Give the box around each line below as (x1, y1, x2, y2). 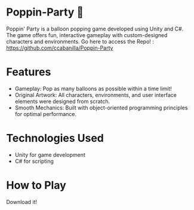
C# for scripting (14, 157, 54, 165)
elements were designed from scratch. (14, 98, 110, 105)
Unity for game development (14, 151, 85, 158)
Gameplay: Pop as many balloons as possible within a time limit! (14, 85, 172, 92)
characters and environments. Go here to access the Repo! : (6, 38, 154, 45)
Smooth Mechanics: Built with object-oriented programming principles (14, 104, 188, 111)
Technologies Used (6, 132, 104, 145)
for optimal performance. (14, 110, 77, 117)
